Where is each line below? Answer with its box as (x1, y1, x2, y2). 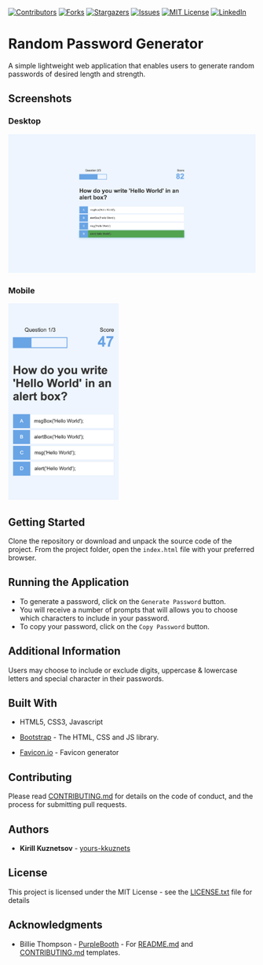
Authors (8, 823, 49, 836)
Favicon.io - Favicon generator (19, 748, 119, 757)
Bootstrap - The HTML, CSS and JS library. (19, 732, 159, 742)
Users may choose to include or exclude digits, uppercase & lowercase (8, 665, 238, 675)
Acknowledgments (8, 919, 104, 932)
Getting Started (8, 515, 86, 529)
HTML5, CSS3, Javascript (19, 717, 104, 727)
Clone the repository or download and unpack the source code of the (8, 536, 232, 546)
